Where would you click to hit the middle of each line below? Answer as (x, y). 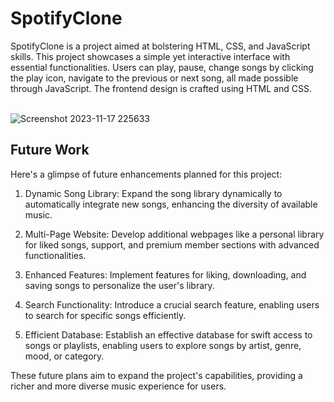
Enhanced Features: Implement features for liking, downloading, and (165, 274)
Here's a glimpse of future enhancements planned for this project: (146, 174)
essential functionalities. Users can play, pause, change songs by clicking (162, 67)
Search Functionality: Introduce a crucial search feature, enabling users (172, 304)
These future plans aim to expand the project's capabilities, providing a (156, 375)
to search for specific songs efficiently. (105, 315)
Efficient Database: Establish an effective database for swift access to (168, 334)
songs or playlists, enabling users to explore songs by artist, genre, (163, 345)
